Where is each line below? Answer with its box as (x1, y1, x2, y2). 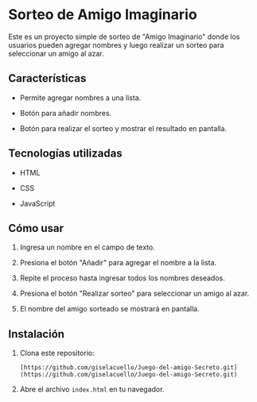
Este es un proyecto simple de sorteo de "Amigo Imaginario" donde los (8, 32, 240, 41)
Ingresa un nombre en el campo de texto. (19, 242, 155, 252)
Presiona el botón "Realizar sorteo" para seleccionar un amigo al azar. (19, 288, 250, 299)
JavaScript (19, 199, 56, 208)
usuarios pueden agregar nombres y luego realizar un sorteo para (8, 40, 224, 49)
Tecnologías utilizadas (8, 147, 123, 160)
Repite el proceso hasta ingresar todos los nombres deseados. (19, 273, 225, 283)
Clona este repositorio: (19, 348, 95, 358)
